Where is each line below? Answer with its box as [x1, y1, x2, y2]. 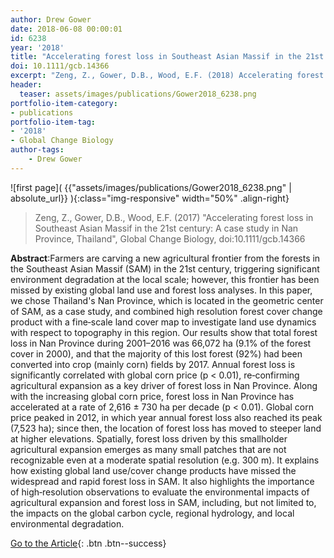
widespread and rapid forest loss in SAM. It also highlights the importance [10, 475, 315, 487]
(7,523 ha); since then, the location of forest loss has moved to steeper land [10, 422, 322, 434]
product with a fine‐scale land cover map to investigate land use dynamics [10, 316, 317, 328]
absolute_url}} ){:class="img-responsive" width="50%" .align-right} [10, 192, 290, 204]
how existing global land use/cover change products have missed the [10, 464, 297, 476]
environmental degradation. [10, 517, 125, 530]
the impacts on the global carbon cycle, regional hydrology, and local [10, 507, 295, 519]
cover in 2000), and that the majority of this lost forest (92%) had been [10, 347, 303, 360]
